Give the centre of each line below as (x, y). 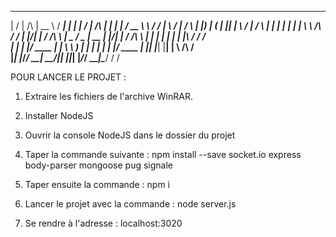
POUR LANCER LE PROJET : (68, 77)
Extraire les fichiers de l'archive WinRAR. (108, 96)
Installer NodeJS (59, 115)
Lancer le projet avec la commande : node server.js (130, 204)
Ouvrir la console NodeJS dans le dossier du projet (130, 135)
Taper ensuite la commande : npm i (97, 184)
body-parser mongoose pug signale (98, 165)
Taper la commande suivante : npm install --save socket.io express (163, 154)
